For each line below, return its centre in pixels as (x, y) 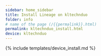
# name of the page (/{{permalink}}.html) (51, 24)
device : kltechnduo (26, 34)
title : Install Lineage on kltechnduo (46, 15)
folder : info (19, 19)
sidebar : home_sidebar (29, 10)
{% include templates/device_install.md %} (50, 48)
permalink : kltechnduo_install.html (44, 29)
